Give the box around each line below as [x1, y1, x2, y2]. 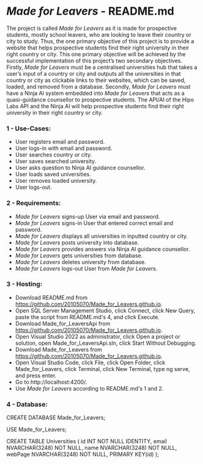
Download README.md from [15, 293, 87, 301]
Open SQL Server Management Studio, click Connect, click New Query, [15, 307, 196, 314]
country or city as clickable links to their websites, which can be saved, [6, 76, 186, 84]
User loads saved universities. [15, 171, 92, 178]
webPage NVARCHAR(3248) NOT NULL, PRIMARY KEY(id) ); [6, 451, 159, 458]
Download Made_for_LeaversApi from [15, 320, 111, 327]
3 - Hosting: [6, 280, 43, 289]
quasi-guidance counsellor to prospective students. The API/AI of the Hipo [6, 96, 194, 103]
